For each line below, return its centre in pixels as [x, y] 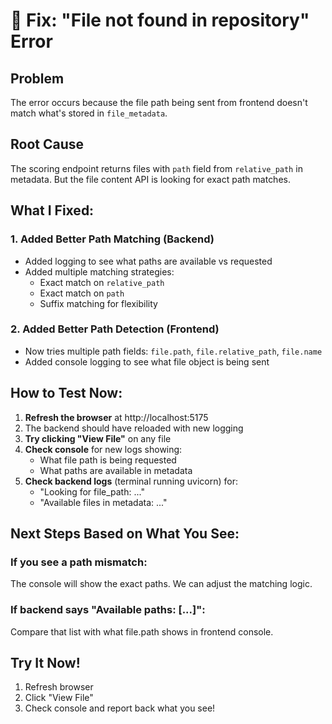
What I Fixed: [52, 210]
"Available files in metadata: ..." [103, 502]
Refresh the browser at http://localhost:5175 [116, 417]
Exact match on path [82, 293]
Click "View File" [59, 698]
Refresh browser [59, 687]
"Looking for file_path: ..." [92, 491]
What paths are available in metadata [116, 470]
